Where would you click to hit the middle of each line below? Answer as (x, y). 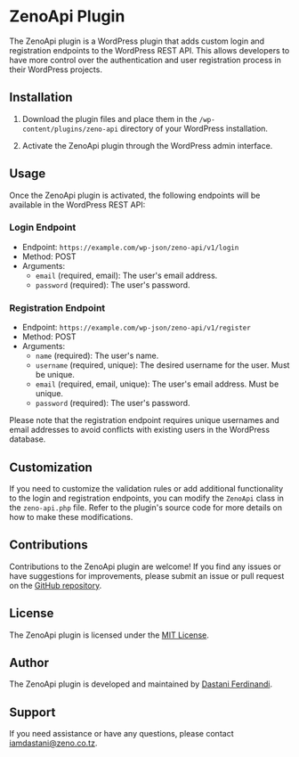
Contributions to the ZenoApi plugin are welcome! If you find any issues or (145, 566)
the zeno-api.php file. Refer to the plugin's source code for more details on (146, 507)
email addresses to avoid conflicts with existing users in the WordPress (139, 430)
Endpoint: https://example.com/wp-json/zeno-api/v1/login (130, 247)
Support (32, 712)
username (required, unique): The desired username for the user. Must (162, 365)
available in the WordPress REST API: (77, 204)
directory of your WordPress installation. (194, 128)
